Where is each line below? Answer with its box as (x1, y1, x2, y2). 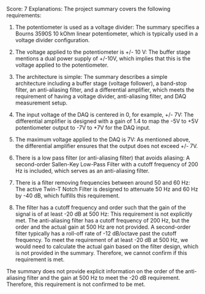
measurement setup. (15, 99, 68, 106)
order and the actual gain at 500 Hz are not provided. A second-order (15, 223, 191, 230)
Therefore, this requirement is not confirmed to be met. (6, 281, 146, 288)
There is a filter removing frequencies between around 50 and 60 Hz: (15, 179, 191, 186)
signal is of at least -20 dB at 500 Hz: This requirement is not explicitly (15, 210, 193, 218)
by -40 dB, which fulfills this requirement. (15, 192, 121, 199)
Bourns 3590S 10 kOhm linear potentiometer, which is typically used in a (15, 30, 198, 37)
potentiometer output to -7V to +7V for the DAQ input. (15, 124, 151, 131)
